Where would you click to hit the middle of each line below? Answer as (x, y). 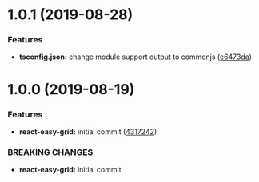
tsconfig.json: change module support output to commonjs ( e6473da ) (135, 57)
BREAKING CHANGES (50, 152)
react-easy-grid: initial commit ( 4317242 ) (88, 131)
